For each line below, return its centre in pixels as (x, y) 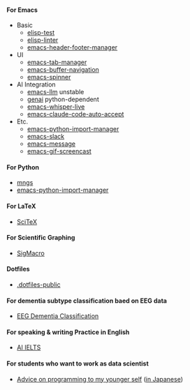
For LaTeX (21, 206)
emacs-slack (46, 137)
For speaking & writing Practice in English (68, 332)
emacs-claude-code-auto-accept (75, 114)
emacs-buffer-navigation (63, 70)
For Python (23, 167)
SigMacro (30, 253)
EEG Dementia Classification (58, 316)
